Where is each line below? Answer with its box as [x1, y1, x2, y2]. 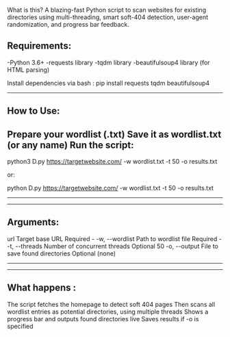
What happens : [7, 282, 77, 294]
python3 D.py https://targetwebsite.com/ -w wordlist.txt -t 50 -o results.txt [7, 158, 218, 166]
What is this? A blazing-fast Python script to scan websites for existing [7, 6, 207, 14]
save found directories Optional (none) [7, 249, 116, 258]
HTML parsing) [7, 65, 50, 74]
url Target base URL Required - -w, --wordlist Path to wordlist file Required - [7, 234, 222, 242]
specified [7, 322, 34, 330]
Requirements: [7, 40, 72, 52]
